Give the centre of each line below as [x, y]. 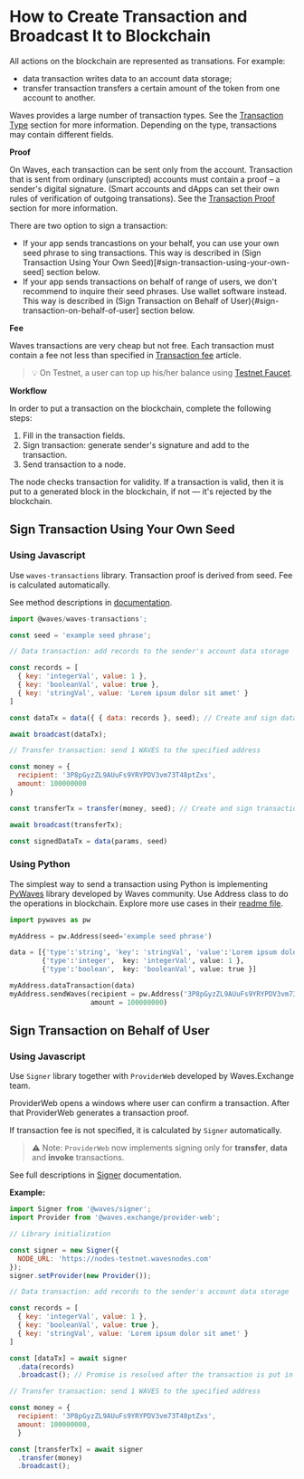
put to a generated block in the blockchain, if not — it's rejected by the [141, 491]
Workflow [28, 390]
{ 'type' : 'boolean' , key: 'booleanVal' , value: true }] [149, 969]
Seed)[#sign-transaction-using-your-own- [210, 262]
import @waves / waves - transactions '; [78, 619]
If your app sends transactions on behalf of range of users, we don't [150, 281]
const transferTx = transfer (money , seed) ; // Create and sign [131, 808]
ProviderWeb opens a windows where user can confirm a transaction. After [150, 1103]
